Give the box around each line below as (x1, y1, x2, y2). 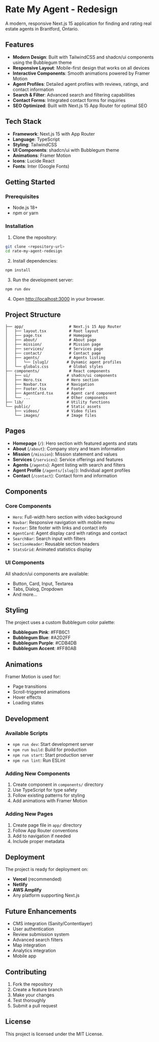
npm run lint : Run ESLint (12, 757, 66, 763)
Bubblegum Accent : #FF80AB (12, 645, 77, 652)
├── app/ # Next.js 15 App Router (5, 324, 122, 329)
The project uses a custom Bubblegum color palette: (5, 620, 115, 626)
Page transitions (12, 683, 47, 690)
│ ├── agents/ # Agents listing (5, 355, 106, 360)
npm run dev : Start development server (12, 741, 94, 747)
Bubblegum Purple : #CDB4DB (12, 640, 77, 646)
